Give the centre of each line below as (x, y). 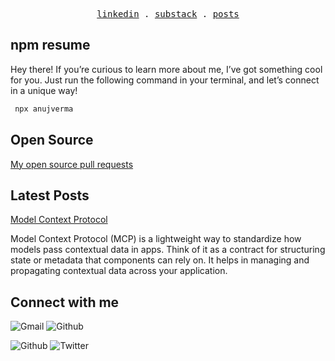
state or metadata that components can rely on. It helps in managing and (160, 260)
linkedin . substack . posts (168, 14)
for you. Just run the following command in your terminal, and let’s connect (165, 80)
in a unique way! (44, 90)
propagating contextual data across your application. (119, 271)
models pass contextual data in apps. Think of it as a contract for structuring (168, 250)
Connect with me (65, 302)
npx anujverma (44, 109)
